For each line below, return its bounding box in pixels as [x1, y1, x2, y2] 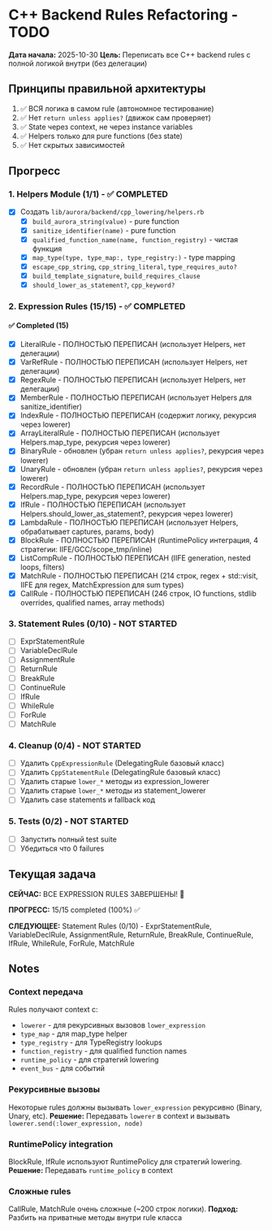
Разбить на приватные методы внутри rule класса [8, 1213, 183, 1223]
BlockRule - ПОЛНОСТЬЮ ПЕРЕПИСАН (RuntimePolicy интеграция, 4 [19, 535, 258, 545]
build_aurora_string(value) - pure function [32, 216, 180, 226]
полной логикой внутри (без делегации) [8, 58, 148, 68]
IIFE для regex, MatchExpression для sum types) [19, 579, 184, 590]
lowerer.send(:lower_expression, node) [8, 1120, 144, 1128]
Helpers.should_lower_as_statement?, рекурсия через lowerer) [19, 509, 234, 518]
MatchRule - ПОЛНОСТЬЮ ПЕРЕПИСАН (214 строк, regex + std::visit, [19, 570, 258, 580]
